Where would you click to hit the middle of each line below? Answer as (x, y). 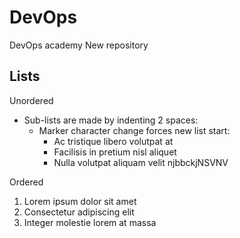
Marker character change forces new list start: (134, 130)
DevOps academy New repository (79, 45)
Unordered (31, 100)
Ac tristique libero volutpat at (113, 141)
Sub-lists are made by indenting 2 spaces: (111, 120)
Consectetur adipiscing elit (79, 212)
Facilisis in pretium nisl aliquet (115, 152)
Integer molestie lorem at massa (90, 222)
